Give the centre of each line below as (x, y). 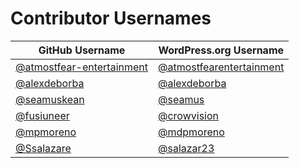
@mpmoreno (46, 132)
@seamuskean (50, 99)
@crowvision (188, 115)
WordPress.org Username (221, 50)
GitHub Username (82, 50)
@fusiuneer (42, 115)
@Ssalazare (43, 148)
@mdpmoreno (191, 132)
